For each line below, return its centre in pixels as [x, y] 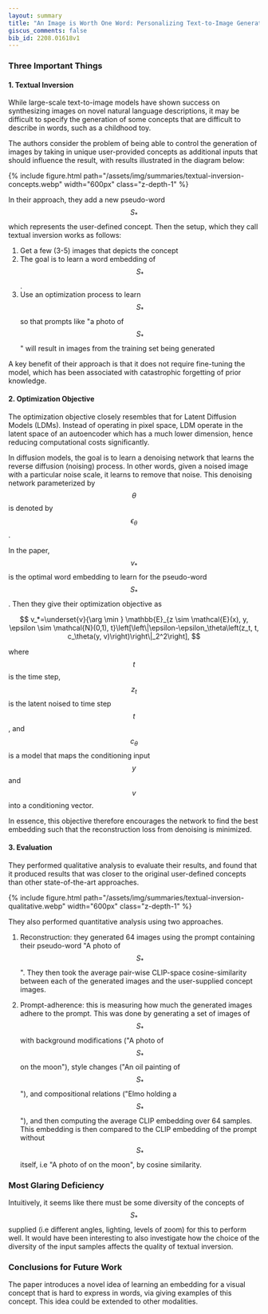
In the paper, [29, 550]
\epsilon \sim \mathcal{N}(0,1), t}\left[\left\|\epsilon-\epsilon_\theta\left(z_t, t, [134, 628]
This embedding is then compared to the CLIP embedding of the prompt [138, 1129]
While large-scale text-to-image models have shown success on [114, 103]
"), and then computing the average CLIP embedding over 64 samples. [136, 1120]
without [32, 1138]
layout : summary [35, 16]
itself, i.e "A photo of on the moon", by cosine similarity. [110, 1164]
